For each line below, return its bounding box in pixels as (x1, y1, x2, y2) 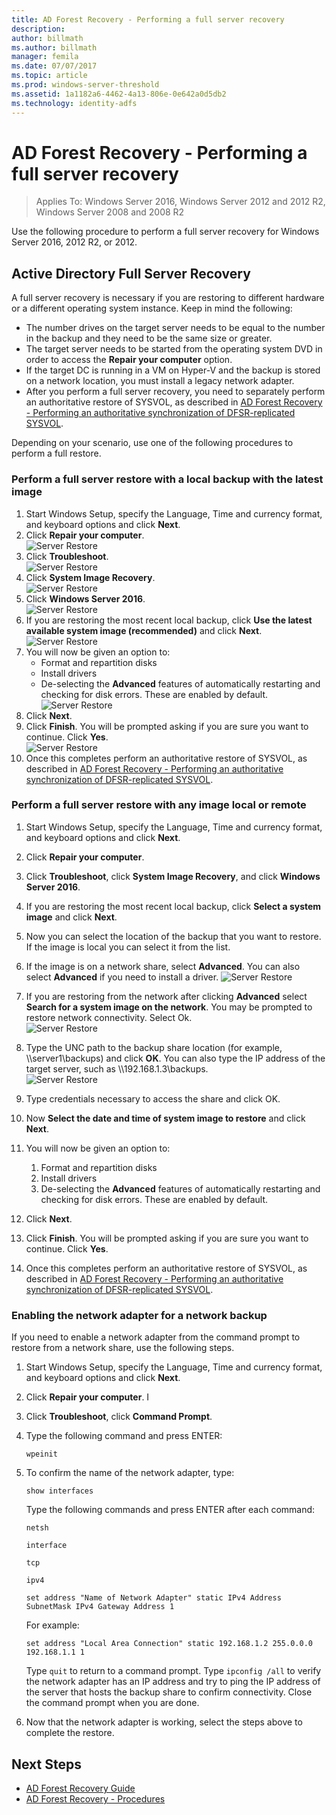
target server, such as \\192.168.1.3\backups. (25, 1062, 209, 1075)
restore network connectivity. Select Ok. (25, 1011, 193, 1023)
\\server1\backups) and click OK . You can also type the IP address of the (25, 1052, 326, 1064)
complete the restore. (25, 1727, 115, 1739)
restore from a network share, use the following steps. (11, 1342, 235, 1354)
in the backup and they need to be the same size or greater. (25, 332, 273, 345)
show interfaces (25, 1486, 94, 1496)
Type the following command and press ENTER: (25, 1430, 223, 1442)
